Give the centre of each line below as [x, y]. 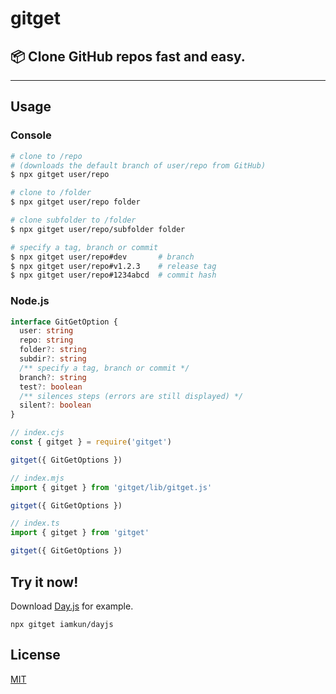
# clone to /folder [51, 193]
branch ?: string [53, 377]
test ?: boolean [51, 387]
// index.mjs [37, 478]
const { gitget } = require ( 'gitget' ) [91, 442]
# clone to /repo [46, 156]
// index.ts [35, 523]
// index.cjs [37, 433]
